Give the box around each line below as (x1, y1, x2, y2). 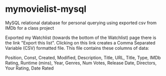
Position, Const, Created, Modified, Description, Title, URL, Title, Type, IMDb (5, 54, 161, 60)
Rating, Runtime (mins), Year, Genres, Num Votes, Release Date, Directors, (5, 60, 157, 66)
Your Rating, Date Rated (5, 65, 54, 71)
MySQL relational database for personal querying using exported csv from (5, 20, 157, 26)
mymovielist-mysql (5, 3, 87, 15)
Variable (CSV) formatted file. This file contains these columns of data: (5, 45, 150, 51)
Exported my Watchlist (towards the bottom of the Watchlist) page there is (5, 35, 157, 40)
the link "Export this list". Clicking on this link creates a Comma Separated (5, 39, 156, 45)
